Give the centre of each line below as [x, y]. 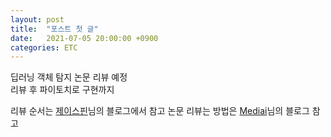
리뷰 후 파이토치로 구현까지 [62, 90]
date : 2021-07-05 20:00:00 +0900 [84, 38]
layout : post [37, 19]
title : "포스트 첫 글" [54, 29]
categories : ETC [44, 47]
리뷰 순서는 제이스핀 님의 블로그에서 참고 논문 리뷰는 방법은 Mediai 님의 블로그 [160, 111]
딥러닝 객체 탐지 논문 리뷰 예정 [69, 77]
